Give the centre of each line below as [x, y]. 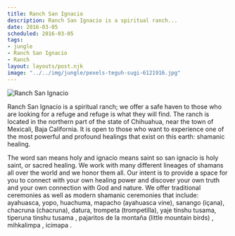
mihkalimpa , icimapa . [40, 225]
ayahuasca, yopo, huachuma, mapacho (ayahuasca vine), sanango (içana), [116, 202]
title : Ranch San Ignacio [45, 14]
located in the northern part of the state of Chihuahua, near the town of [110, 121]
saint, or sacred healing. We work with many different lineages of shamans [115, 165]
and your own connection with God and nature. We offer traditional [104, 187]
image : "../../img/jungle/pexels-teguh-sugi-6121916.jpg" [94, 73]
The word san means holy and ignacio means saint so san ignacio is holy [113, 157]
